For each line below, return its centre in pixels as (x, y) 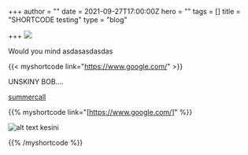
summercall (27, 97)
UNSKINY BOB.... (36, 81)
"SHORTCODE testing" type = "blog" (68, 20)
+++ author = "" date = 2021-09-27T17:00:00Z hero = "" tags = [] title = (125, 11)
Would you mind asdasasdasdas (61, 51)
